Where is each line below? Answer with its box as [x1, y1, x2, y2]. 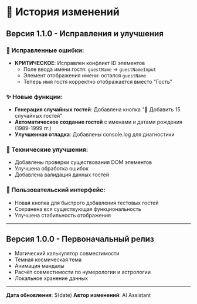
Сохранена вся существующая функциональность [14, 205, 142, 213]
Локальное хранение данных [14, 275, 88, 282]
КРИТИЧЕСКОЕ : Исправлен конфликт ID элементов [14, 59, 145, 66]
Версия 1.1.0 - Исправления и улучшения [6, 29, 164, 39]
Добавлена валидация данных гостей [14, 171, 110, 178]
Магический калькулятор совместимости [14, 250, 120, 257]
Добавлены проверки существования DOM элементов [14, 159, 152, 166]
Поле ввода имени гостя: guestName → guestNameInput [23, 66, 157, 73]
